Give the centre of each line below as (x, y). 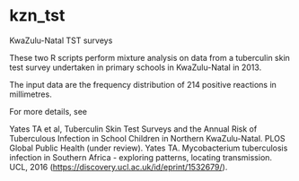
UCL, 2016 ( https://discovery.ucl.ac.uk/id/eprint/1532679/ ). (119, 167)
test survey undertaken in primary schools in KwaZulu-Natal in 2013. (136, 67)
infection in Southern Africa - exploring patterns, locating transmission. (141, 157)
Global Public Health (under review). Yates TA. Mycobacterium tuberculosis (149, 148)
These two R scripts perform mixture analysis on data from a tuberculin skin (149, 57)
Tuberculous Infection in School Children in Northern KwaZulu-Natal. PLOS (147, 138)
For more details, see (48, 111)
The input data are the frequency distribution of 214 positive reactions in (143, 84)
